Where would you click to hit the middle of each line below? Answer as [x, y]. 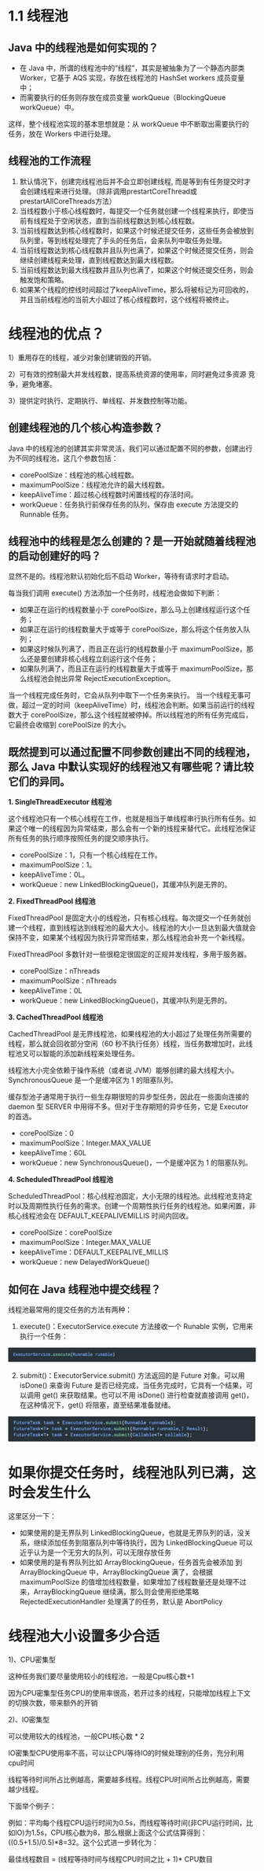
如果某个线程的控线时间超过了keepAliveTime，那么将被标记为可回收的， [136, 289]
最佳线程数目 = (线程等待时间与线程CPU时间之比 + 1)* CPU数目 [111, 1859]
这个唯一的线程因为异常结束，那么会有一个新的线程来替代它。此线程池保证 [135, 829]
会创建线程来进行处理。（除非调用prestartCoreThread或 [108, 191]
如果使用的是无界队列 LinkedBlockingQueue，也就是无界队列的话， [128, 1533]
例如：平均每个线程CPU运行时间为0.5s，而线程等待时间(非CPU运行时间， [127, 1822]
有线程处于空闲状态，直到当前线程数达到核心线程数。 [112, 220]
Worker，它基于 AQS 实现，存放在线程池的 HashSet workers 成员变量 [132, 78]
